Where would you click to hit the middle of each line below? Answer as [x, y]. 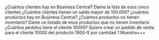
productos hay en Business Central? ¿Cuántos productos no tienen [72, 17]
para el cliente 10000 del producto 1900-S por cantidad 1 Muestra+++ [75, 33]
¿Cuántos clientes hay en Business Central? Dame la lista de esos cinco [77, 7]
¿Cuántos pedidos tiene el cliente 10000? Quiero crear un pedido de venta [80, 27]
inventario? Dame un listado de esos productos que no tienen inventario [77, 22]
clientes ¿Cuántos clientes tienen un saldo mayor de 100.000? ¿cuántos [77, 12]
